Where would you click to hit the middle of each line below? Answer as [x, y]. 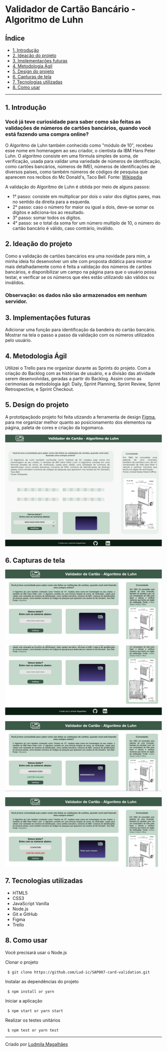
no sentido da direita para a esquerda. [51, 202]
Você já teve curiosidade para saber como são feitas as [73, 122]
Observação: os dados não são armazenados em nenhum [76, 295]
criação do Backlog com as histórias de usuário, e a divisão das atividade [80, 373]
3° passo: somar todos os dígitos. [47, 218]
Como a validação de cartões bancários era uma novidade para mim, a [78, 256]
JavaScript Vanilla [31, 903]
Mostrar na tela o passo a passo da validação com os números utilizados [80, 335]
